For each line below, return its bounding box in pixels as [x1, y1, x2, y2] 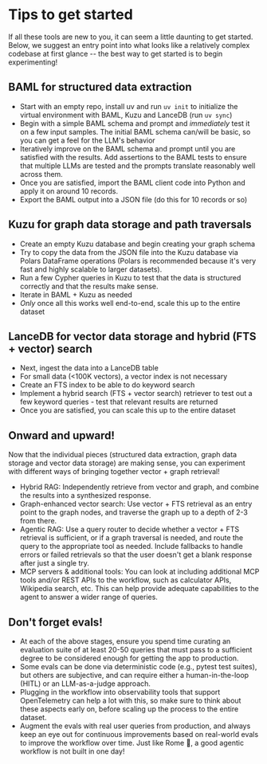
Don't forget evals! [8, 615, 103, 629]
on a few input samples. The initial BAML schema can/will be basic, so [19, 127, 251, 136]
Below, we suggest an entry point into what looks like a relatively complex [8, 40, 250, 49]
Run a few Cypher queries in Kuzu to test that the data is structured [19, 272, 241, 282]
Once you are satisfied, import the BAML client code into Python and [19, 178, 245, 187]
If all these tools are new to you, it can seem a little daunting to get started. [8, 32, 253, 41]
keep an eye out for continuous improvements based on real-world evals [19, 730, 259, 739]
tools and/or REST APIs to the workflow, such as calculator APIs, [19, 575, 232, 585]
